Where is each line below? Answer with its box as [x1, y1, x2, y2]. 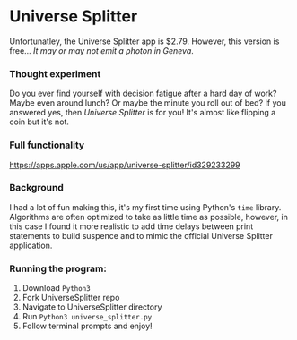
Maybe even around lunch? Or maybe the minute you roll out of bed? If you [9, 98, 287, 108]
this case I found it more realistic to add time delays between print [9, 221, 254, 232]
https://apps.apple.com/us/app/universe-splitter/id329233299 [9, 159, 240, 170]
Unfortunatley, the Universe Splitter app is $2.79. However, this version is [9, 36, 280, 47]
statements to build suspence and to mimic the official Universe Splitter [9, 230, 274, 241]
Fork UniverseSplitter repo [22, 293, 120, 303]
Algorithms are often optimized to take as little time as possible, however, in [9, 211, 289, 222]
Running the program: [9, 262, 108, 275]
